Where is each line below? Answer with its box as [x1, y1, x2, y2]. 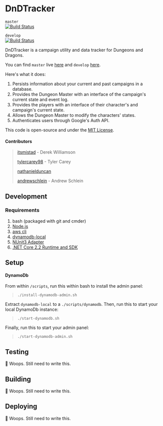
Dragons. [5, 52, 24, 58]
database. [12, 86, 33, 92]
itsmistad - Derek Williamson [17, 149, 76, 155]
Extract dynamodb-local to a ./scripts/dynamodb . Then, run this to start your [5, 301, 158, 307]
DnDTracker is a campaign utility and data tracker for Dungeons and [5, 47, 143, 53]
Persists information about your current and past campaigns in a [12, 81, 143, 87]
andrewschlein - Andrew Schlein [17, 178, 84, 184]
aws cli [12, 229, 27, 234]
